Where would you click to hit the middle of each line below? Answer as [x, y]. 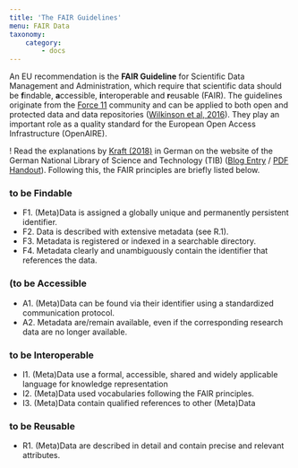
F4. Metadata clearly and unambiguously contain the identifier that [145, 251]
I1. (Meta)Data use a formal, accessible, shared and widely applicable [150, 375]
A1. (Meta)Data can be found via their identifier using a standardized [148, 303]
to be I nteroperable [51, 355]
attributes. [41, 455]
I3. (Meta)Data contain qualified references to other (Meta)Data [139, 403]
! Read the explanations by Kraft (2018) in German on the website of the [141, 151]
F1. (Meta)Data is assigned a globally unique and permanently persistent [155, 212]
